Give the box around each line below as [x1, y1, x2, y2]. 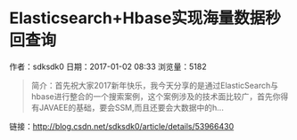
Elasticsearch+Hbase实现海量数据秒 [9, 8, 281, 28]
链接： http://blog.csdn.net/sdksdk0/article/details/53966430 [9, 121, 235, 131]
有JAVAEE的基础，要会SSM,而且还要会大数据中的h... [30, 102, 225, 113]
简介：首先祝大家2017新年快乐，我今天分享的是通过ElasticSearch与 [30, 80, 279, 90]
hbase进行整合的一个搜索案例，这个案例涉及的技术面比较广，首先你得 [30, 90, 289, 102]
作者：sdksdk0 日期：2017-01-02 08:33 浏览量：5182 [9, 61, 207, 72]
